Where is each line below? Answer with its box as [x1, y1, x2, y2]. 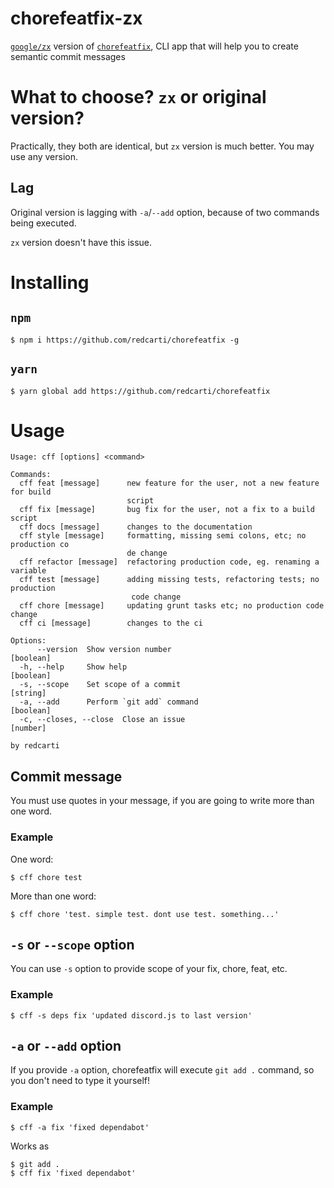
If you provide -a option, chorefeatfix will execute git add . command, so [10, 1064, 315, 1076]
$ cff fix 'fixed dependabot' [10, 1168, 137, 1178]
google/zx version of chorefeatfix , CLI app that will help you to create [10, 40, 299, 52]
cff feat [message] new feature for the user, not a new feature [19, 478, 320, 489]
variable [10, 566, 47, 576]
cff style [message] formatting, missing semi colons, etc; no [19, 531, 307, 541]
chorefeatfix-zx [10, 7, 143, 30]
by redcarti [10, 741, 60, 751]
